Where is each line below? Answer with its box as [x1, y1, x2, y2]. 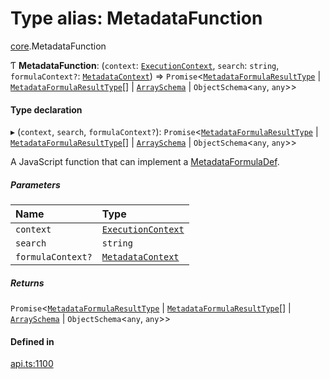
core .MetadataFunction [10, 40, 107, 52]
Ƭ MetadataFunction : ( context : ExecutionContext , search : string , [10, 59, 280, 71]
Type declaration [10, 103, 83, 116]
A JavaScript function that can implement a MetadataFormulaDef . [10, 156, 280, 168]
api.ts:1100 [10, 358, 54, 370]
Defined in [10, 335, 55, 347]
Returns [10, 277, 45, 289]
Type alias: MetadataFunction [10, 7, 263, 30]
